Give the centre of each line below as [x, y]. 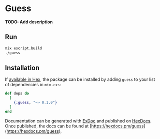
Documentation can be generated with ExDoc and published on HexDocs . [78, 121]
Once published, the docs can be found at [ [48, 126]
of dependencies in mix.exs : [33, 85]
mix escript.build [23, 48]
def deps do [17, 93]
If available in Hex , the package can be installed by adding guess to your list [80, 79]
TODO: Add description [29, 22]
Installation [22, 68]
